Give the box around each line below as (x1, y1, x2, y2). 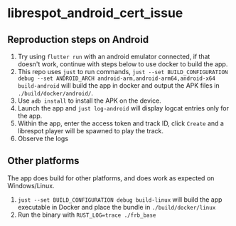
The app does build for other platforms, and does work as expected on (7, 173, 215, 183)
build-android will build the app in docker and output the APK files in (17, 81, 220, 90)
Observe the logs (17, 134, 69, 143)
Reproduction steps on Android (7, 34, 149, 46)
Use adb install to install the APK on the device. (17, 96, 161, 105)
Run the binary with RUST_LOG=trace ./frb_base (17, 210, 156, 219)
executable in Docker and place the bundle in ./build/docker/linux (17, 202, 216, 211)
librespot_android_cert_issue (7, 5, 183, 21)
